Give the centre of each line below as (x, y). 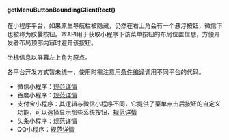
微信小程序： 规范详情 (47, 86)
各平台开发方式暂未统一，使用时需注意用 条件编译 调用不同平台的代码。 (106, 72)
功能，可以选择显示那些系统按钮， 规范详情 (77, 113)
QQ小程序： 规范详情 (46, 130)
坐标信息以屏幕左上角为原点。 (49, 58)
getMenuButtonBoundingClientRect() (62, 10)
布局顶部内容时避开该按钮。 (58, 43)
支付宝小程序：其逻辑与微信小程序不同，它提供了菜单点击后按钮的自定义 (119, 104)
